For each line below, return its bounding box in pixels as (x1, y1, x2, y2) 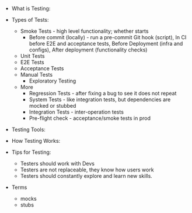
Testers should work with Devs (20, 160, 95, 167)
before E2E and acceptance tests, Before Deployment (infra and (29, 40, 183, 47)
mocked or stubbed (29, 102, 76, 109)
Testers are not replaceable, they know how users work (20, 166, 154, 173)
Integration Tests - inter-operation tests (29, 108, 124, 115)
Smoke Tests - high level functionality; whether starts (20, 28, 149, 35)
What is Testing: (11, 5, 51, 12)
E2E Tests (20, 59, 45, 66)
